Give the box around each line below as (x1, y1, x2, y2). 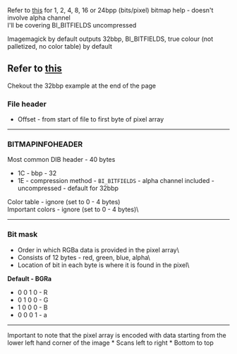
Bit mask (7, 230, 38, 240)
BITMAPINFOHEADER (7, 139, 83, 149)
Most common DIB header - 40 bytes (7, 155, 116, 164)
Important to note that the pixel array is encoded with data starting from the (7, 331, 227, 339)
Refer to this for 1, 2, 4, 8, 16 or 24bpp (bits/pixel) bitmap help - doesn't (7, 6, 214, 14)
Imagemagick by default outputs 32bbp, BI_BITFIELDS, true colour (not (7, 35, 214, 43)
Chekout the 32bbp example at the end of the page (7, 81, 157, 90)
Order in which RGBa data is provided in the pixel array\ (17, 245, 180, 254)
